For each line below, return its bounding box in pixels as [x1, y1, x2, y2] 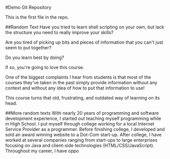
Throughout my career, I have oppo [5, 148, 79, 154]
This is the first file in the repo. [5, 14, 70, 20]
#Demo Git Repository [5, 5, 52, 10]
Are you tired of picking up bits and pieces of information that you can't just [5, 39, 163, 45]
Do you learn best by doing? [5, 54, 64, 60]
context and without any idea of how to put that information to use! [5, 85, 145, 91]
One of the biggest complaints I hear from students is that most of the [5, 74, 151, 80]
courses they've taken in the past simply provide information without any [5, 80, 157, 85]
